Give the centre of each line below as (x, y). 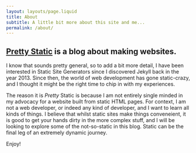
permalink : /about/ (30, 28)
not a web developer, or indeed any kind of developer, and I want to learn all (97, 108)
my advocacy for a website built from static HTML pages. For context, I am (96, 102)
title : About (22, 17)
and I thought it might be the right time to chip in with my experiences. (91, 84)
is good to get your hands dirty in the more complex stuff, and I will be (90, 120)
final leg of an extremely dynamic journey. (57, 133)
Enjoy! (14, 144)
